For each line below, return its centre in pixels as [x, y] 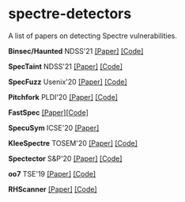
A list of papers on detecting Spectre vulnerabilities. [93, 36]
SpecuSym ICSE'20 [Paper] [54, 128]
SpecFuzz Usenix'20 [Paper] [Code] [68, 82]
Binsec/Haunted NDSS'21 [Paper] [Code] [76, 51]
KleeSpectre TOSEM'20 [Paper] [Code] [73, 143]
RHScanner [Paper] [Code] [53, 189]
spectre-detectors [70, 14]
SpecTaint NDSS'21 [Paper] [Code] [66, 66]
